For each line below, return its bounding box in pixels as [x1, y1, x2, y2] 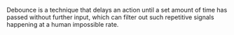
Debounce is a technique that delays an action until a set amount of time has [6, 6, 228, 14]
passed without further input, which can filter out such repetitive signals [6, 13, 214, 21]
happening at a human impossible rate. [6, 21, 119, 28]
